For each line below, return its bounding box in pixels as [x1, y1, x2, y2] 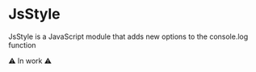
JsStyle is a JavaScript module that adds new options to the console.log [8, 32, 249, 41]
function [8, 40, 36, 49]
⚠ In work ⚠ [8, 56, 52, 66]
